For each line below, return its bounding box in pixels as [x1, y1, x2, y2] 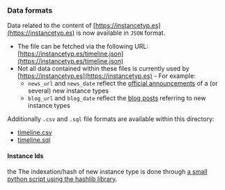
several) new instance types [27, 86, 109, 95]
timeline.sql [17, 136, 51, 144]
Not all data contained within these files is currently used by [17, 65, 189, 73]
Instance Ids [7, 152, 44, 160]
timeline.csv [17, 128, 52, 137]
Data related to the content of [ [7, 22, 96, 30]
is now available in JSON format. [76, 29, 166, 37]
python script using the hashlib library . [7, 175, 118, 183]
